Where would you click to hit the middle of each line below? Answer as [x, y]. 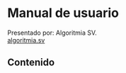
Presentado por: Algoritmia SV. [52, 33]
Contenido [31, 63]
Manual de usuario [63, 13]
